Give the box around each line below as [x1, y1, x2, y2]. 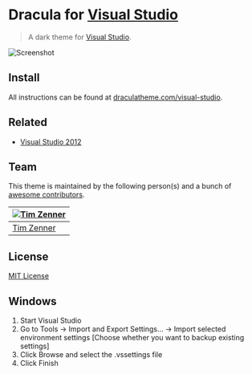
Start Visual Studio [19, 315, 82, 325]
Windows [8, 295, 57, 308]
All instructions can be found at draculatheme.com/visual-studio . [8, 92, 223, 102]
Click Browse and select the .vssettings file [19, 350, 163, 359]
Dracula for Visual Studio [8, 6, 179, 24]
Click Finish [19, 359, 59, 368]
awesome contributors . [8, 190, 85, 200]
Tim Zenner [12, 222, 56, 234]
